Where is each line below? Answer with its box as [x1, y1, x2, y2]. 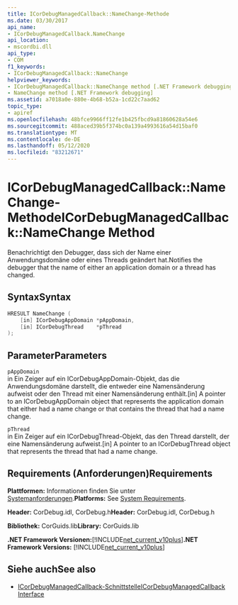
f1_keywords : [7, 63, 46, 70]
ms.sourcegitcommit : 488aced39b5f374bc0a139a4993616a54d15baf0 [7, 122, 198, 130]
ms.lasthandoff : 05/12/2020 [7, 143, 91, 150]
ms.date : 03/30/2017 [7, 17, 69, 24]
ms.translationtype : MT [7, 129, 78, 136]
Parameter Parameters [7, 349, 108, 362]
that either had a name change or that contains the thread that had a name [7, 405, 225, 413]
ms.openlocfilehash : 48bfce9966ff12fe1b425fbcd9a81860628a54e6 [7, 116, 198, 123]
